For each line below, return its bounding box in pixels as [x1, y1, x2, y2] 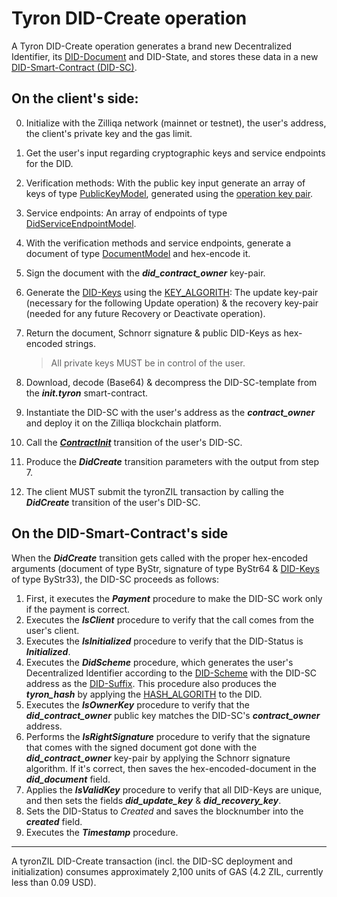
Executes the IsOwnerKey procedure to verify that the [25, 698, 250, 711]
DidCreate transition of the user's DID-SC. [25, 496, 201, 508]
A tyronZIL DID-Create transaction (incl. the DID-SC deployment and [11, 855, 293, 867]
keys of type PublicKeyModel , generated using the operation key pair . [25, 187, 314, 199]
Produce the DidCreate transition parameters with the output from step [25, 455, 320, 467]
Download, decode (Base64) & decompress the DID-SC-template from [25, 376, 318, 388]
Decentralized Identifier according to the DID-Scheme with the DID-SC [25, 667, 318, 679]
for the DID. [25, 157, 74, 169]
